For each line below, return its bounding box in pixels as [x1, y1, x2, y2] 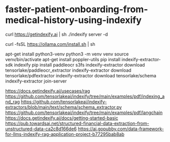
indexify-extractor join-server [5, 78, 67, 84]
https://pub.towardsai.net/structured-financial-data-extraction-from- [5, 120, 150, 126]
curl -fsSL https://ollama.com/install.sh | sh [5, 41, 95, 47]
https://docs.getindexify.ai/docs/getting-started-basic [5, 115, 118, 121]
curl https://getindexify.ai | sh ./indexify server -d [5, 31, 108, 37]
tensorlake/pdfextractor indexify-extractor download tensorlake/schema [5, 72, 156, 78]
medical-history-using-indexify [5, 14, 142, 26]
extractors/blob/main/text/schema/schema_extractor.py [5, 104, 122, 110]
